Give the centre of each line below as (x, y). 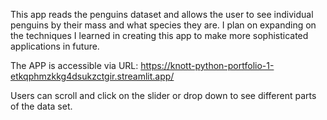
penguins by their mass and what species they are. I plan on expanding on (163, 25)
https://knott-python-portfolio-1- (207, 65)
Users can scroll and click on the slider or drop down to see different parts (163, 95)
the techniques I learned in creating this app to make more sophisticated (159, 35)
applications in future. (55, 46)
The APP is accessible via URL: (74, 65)
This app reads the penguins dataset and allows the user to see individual (162, 14)
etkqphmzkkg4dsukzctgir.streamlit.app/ (92, 76)
